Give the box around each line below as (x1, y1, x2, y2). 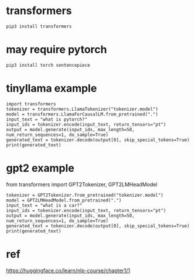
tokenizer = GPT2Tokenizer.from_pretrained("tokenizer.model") (6, 192, 164, 198)
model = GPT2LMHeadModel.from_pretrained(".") (6, 197, 122, 203)
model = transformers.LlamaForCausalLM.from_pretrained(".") (6, 111, 159, 117)
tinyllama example (6, 82, 97, 95)
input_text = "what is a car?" (6, 202, 83, 209)
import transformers (6, 101, 57, 107)
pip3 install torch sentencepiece (6, 62, 91, 68)
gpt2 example (6, 162, 74, 175)
